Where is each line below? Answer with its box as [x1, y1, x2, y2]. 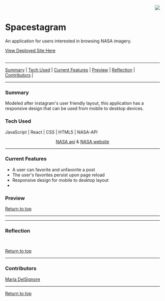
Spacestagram [5, 22, 66, 33]
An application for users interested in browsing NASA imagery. [5, 38, 132, 44]
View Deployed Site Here [5, 47, 55, 53]
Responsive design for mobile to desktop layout [12, 177, 109, 183]
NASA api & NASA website [55, 138, 110, 144]
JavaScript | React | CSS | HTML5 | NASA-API [5, 129, 98, 135]
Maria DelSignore [5, 276, 40, 282]
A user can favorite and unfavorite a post [12, 167, 95, 172]
